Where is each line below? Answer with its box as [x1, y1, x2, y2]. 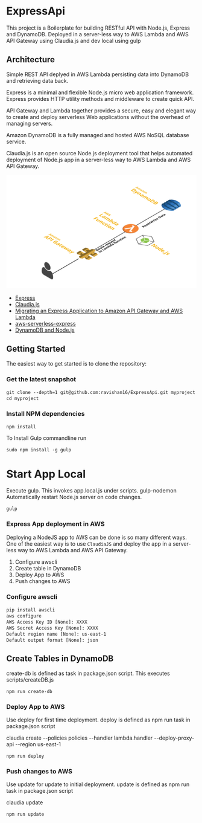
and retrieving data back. [6, 77, 69, 84]
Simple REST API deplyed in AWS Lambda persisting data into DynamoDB [6, 71, 189, 78]
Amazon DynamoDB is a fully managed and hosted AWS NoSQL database [6, 131, 189, 138]
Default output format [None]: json [6, 637, 98, 643]
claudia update [6, 799, 43, 806]
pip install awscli [6, 607, 55, 613]
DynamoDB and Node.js [14, 326, 75, 334]
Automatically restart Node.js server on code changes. [6, 494, 142, 501]
